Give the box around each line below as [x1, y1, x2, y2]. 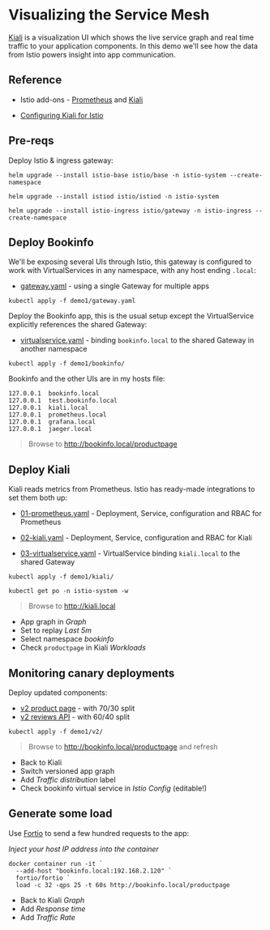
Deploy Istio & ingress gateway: [8, 156, 114, 165]
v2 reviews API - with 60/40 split [19, 712, 131, 722]
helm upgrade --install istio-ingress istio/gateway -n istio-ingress [8, 207, 252, 215]
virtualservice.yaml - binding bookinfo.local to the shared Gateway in [19, 335, 255, 345]
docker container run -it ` [8, 860, 104, 868]
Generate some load [8, 807, 113, 821]
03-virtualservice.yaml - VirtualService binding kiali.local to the [19, 548, 241, 558]
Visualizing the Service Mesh [8, 6, 210, 24]
